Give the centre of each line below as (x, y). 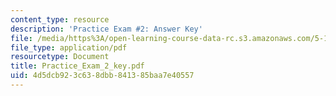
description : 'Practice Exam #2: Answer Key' (106, 29)
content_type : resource (60, 19)
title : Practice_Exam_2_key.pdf (77, 66)
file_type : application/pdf (69, 47)
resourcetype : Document (60, 57)
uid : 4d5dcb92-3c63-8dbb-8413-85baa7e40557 (102, 76)
